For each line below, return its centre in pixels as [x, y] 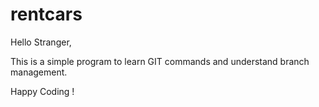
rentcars [46, 14]
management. [39, 72]
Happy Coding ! [42, 91]
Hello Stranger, [41, 42]
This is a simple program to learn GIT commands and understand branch [160, 61]
